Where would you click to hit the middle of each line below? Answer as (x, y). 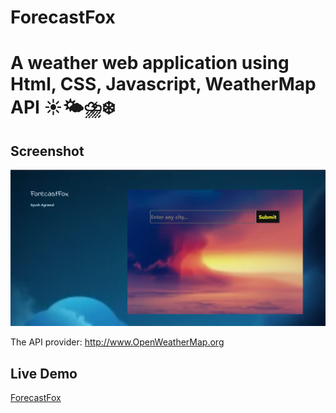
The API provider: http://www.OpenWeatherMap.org (117, 342)
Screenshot (47, 151)
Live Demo (44, 373)
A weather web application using (150, 63)
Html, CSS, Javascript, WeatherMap (163, 84)
